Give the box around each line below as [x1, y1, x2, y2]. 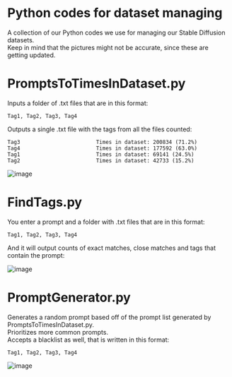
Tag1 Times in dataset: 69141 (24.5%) [7, 150, 195, 158]
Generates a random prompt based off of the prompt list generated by [7, 313, 211, 321]
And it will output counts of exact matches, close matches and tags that [7, 244, 216, 252]
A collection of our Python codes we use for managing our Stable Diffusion [7, 28, 226, 37]
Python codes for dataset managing [7, 5, 223, 21]
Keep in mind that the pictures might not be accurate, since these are [7, 43, 209, 52]
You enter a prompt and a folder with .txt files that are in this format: [7, 217, 205, 226]
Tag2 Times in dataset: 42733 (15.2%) [7, 157, 195, 164]
